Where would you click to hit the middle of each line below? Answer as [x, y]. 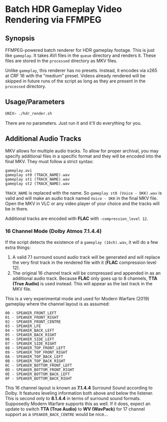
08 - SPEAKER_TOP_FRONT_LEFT [35, 348]
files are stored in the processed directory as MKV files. [61, 61]
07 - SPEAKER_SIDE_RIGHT [31, 343]
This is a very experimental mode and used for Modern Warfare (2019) [77, 298]
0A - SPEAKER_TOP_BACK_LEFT [34, 357]
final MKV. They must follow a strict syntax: [49, 161]
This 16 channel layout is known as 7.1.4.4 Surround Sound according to [79, 388]
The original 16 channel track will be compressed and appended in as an [86, 273]
